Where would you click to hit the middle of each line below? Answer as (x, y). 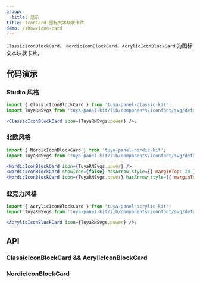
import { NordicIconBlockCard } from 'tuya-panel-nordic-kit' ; (86, 150)
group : (14, 12)
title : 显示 (26, 17)
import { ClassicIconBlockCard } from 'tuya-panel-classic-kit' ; (89, 104)
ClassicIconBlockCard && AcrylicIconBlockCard (77, 258)
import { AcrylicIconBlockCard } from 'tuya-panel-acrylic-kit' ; (89, 206)
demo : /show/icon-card (34, 28)
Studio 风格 (23, 92)
